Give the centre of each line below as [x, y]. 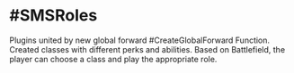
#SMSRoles [53, 16]
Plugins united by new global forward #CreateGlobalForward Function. [140, 40]
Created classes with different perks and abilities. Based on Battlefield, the [147, 49]
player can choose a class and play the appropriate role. [113, 59]
